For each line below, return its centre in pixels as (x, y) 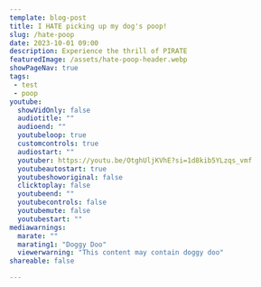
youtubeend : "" (46, 194)
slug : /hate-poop (42, 34)
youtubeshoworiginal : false (70, 177)
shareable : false (42, 261)
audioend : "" (42, 127)
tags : (19, 77)
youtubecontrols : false (62, 203)
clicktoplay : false (54, 186)
